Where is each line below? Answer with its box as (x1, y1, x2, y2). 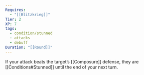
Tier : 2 (5, 17, 22, 22)
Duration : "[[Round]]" (5, 45, 53, 50)
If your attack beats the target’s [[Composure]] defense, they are (5, 58, 139, 64)
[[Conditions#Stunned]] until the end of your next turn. (5, 64, 118, 70)
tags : (5, 26, 17, 31)
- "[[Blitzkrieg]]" (10, 12, 51, 17)
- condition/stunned (10, 31, 53, 36)
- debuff (10, 40, 28, 45)
